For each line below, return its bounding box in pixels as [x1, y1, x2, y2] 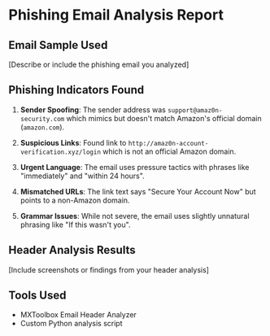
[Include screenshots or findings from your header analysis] [8, 264, 210, 274]
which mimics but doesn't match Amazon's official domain [66, 113, 262, 123]
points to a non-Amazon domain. [20, 195, 130, 205]
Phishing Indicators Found [8, 83, 145, 97]
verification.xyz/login [20, 148, 102, 156]
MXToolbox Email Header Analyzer [20, 310, 137, 320]
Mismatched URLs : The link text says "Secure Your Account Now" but [20, 186, 256, 196]
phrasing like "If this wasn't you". [20, 220, 131, 229]
